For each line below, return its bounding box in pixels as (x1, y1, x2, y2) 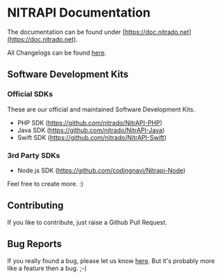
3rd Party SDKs (7, 150, 60, 160)
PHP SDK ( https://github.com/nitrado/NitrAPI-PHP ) (17, 118, 163, 127)
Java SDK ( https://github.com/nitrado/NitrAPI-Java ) (17, 126, 165, 134)
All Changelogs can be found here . (7, 48, 107, 57)
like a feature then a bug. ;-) (7, 264, 87, 272)
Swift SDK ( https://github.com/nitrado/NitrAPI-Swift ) (17, 133, 166, 141)
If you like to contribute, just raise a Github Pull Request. (7, 218, 168, 226)
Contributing (7, 199, 64, 212)
